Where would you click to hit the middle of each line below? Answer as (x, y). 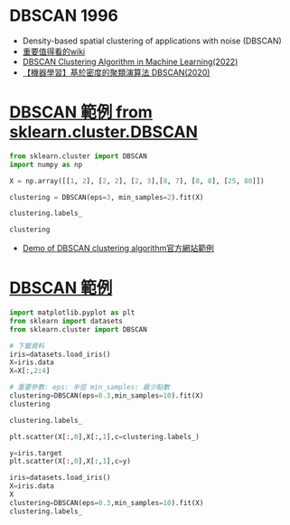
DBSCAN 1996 (64, 16)
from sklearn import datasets (66, 321)
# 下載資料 (27, 346)
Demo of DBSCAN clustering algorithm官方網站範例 (118, 248)
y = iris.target (36, 453)
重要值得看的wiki (54, 52)
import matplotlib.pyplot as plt (72, 313)
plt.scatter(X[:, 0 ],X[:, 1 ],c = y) (70, 462)
